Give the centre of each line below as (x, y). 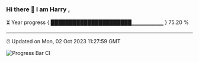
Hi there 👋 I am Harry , (38, 9)
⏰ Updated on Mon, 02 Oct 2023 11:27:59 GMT (63, 42)
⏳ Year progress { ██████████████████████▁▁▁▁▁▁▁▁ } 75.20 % (98, 22)
